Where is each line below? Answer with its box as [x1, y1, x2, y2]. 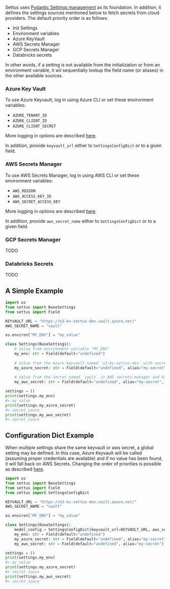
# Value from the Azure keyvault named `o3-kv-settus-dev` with [14, 360, 153, 365]
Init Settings [12, 25, 38, 31]
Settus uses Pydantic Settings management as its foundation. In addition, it [5, 5, 161, 10]
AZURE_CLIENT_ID [12, 118, 47, 123]
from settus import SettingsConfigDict [5, 490, 90, 495]
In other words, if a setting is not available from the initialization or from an [5, 62, 160, 68]
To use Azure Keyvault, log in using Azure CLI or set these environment [5, 97, 154, 103]
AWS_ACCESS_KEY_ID [12, 194, 52, 199]
